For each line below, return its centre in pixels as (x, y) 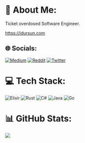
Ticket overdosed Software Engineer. (42, 24)
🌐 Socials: (21, 48)
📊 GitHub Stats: (39, 118)
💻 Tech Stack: (35, 81)
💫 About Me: (31, 10)
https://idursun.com (25, 33)
